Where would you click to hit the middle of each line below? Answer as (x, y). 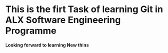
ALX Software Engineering (63, 20)
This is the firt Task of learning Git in (84, 9)
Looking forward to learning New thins (47, 45)
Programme (31, 31)
